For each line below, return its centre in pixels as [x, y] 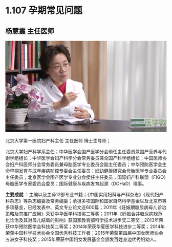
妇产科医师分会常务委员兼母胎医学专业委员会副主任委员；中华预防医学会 [86, 164]
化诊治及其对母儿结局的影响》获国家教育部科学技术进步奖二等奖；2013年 [82, 220]
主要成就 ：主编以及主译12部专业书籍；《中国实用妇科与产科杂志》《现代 [80, 194]
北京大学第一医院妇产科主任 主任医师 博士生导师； [58, 140]
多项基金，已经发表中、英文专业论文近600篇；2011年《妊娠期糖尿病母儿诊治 [86, 207]
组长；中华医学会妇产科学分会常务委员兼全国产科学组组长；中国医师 [90, 158]
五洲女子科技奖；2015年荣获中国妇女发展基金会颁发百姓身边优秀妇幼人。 [82, 239]
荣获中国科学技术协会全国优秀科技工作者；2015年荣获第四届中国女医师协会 [84, 233]
